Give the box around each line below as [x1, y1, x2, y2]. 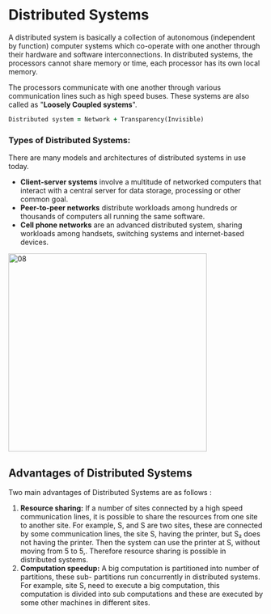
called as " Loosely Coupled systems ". [8, 100, 138, 109]
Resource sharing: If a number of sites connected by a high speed [19, 503, 243, 513]
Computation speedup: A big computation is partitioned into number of [19, 563, 260, 573]
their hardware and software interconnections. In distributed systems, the [8, 49, 253, 59]
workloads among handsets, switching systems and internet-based [19, 229, 245, 239]
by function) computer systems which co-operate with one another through [8, 40, 260, 50]
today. [8, 162, 30, 171]
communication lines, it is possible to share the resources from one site [19, 511, 258, 521]
